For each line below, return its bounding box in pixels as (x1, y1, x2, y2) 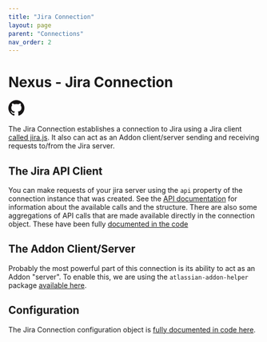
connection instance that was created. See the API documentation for (8, 194, 237, 203)
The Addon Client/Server (8, 242, 136, 256)
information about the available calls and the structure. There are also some (8, 202, 257, 211)
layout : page (8, 21, 52, 29)
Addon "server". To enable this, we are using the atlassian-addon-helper (8, 272, 249, 281)
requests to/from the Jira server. (8, 141, 115, 151)
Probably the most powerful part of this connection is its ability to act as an (8, 263, 256, 273)
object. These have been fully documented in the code (8, 219, 189, 229)
